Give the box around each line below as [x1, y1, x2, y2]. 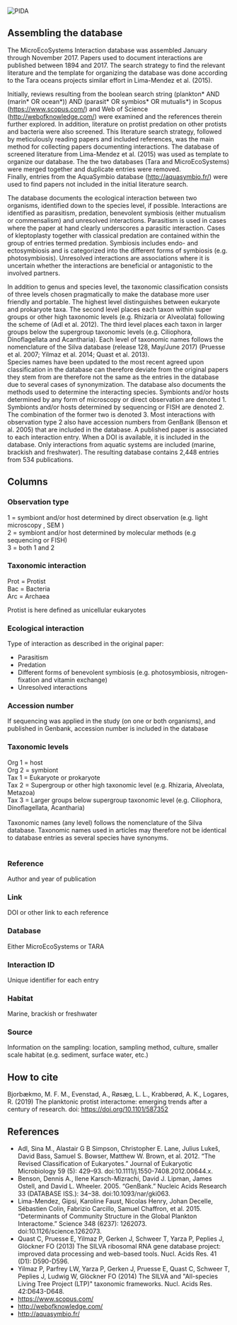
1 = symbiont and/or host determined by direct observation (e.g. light [7, 513, 208, 521]
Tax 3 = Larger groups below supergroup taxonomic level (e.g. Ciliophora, [7, 796, 223, 804]
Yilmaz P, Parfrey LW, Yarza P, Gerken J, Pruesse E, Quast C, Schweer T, [17, 1265, 230, 1273]
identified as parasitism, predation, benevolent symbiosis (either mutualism [7, 209, 226, 217]
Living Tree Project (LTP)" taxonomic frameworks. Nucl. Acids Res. [17, 1280, 212, 1288]
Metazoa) [7, 788, 35, 797]
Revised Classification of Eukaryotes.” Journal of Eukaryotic [17, 1159, 192, 1168]
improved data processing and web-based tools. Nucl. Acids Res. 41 [17, 1249, 217, 1259]
